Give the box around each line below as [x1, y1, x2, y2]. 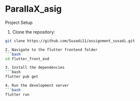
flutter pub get [5, 74, 38, 79]
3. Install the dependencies [5, 65, 65, 70]
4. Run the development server [5, 83, 69, 88]
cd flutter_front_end [5, 56, 50, 61]
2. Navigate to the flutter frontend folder [5, 47, 98, 52]
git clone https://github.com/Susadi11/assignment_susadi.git [5, 38, 135, 43]
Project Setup [5, 20, 33, 25]
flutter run [5, 92, 29, 97]
